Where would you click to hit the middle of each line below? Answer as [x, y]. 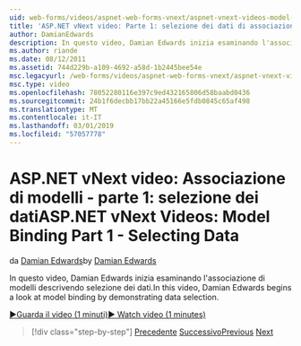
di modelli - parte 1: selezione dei [134, 198]
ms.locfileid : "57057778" [57, 134]
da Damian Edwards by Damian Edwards [83, 260]
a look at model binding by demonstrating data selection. [114, 297]
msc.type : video [39, 84]
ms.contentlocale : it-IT [56, 117]
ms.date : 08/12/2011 [48, 59]
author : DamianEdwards [52, 34]
